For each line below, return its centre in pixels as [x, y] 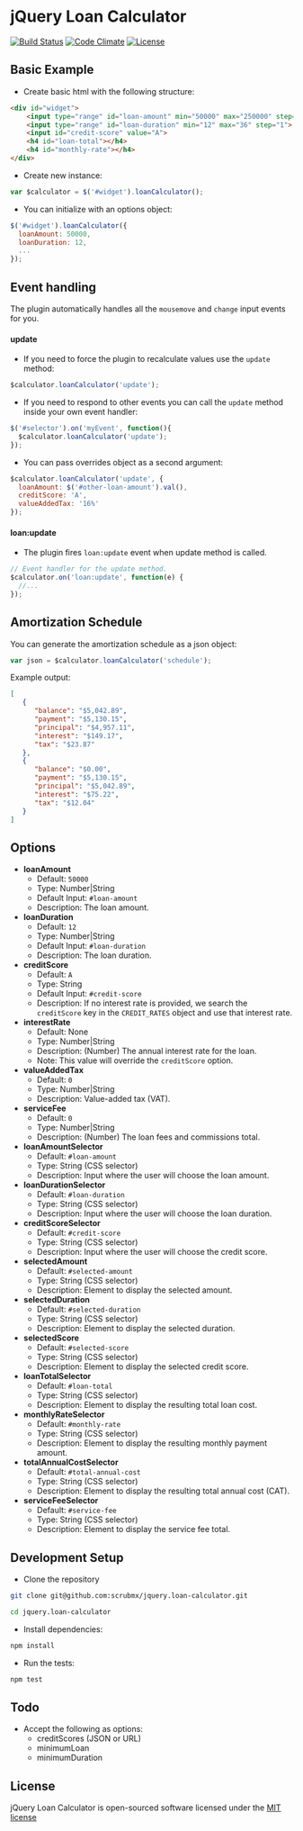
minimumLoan [63, 1748]
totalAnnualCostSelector [71, 1462]
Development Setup [67, 1558]
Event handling [53, 287]
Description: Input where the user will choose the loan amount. [153, 1176]
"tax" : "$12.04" [64, 803]
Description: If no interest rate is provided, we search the [142, 1003]
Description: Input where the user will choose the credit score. [152, 1252]
